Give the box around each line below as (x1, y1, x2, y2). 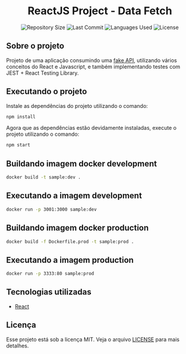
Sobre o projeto (6, 41, 64, 51)
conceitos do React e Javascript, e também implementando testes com (6, 63, 181, 70)
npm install (6, 114, 36, 120)
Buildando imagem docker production (6, 223, 149, 233)
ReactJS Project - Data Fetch (27, 4, 172, 18)
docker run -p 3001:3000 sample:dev (6, 206, 97, 212)
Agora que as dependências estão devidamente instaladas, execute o (6, 125, 177, 132)
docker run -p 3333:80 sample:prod (6, 271, 94, 277)
